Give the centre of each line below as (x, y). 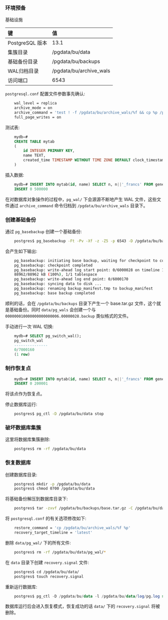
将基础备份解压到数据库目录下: (37, 499)
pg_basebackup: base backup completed (54, 293)
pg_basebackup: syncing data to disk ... (58, 284)
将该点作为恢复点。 (25, 394)
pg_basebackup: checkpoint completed (53, 265)
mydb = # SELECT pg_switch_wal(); (48, 336)
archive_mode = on (33, 108)
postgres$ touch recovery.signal (49, 576)
